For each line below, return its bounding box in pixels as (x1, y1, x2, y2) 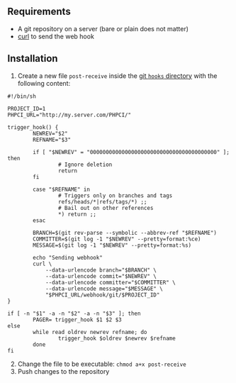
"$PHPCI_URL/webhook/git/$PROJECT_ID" (45, 291, 160, 299)
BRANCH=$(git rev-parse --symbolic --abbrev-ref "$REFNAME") (33, 229, 218, 236)
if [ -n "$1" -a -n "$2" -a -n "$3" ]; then (7, 310, 141, 317)
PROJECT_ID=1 (7, 105, 46, 112)
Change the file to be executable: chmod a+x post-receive (17, 360, 186, 368)
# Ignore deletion (57, 161, 113, 168)
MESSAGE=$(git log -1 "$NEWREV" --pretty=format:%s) (33, 241, 192, 249)
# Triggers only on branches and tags (57, 191, 173, 199)
